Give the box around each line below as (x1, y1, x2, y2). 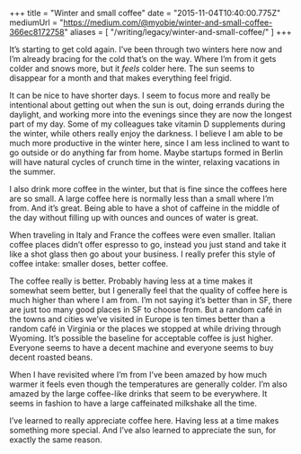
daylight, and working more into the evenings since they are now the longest (9, 109, 292, 119)
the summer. (9, 166, 56, 177)
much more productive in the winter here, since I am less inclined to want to (9, 138, 290, 148)
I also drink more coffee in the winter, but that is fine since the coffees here (9, 184, 288, 194)
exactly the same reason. (9, 434, 103, 445)
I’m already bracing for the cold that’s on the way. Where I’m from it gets (9, 54, 277, 64)
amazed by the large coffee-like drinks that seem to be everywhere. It (9, 389, 268, 398)
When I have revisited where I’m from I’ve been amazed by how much (9, 370, 268, 380)
